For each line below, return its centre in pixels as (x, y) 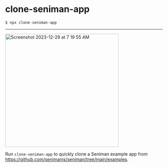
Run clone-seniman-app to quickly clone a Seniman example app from (76, 154)
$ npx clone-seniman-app (31, 22)
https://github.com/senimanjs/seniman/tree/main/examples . (67, 159)
